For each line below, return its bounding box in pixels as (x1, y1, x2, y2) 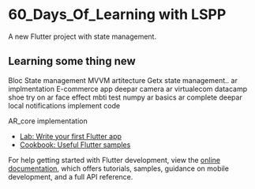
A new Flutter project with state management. (8, 32, 156, 41)
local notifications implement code (8, 100, 121, 110)
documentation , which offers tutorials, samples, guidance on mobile (8, 164, 229, 173)
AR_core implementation (8, 116, 88, 126)
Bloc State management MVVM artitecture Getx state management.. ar (8, 75, 238, 85)
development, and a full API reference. (8, 172, 133, 181)
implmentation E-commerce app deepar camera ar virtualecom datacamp (8, 84, 248, 93)
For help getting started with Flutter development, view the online (8, 155, 221, 164)
